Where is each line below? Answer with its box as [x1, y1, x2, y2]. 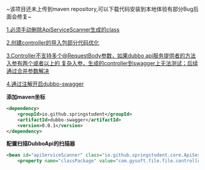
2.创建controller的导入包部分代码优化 [6, 39, 99, 46]
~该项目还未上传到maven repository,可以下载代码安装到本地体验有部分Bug [6, 6, 193, 12]
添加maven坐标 [6, 94, 46, 100]
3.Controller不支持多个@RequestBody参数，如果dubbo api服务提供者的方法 [6, 52, 196, 59]
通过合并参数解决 [6, 67, 49, 75]
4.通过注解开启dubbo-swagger [6, 80, 84, 87]
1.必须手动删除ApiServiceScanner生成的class [6, 26, 120, 33]
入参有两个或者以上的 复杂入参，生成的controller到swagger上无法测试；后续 [6, 60, 198, 67]
